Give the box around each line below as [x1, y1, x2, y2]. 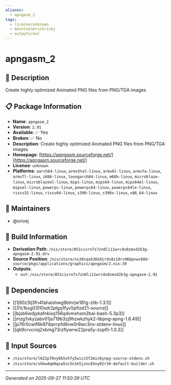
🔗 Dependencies [5, 286, 59, 295]
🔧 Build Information [5, 233, 68, 241]
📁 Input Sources [5, 341, 57, 350]
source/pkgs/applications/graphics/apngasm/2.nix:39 [12, 261, 127, 267]
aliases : [5, 7, 24, 13]
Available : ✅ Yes [12, 129, 48, 135]
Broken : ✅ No [12, 135, 42, 141]
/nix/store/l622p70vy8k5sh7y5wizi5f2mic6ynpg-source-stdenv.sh [12, 356, 150, 361]
